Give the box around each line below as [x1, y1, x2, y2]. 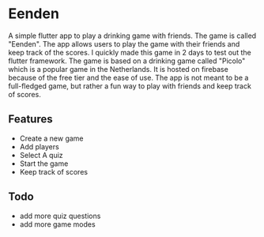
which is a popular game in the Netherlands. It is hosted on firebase [8, 64, 229, 73]
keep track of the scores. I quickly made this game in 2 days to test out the [8, 47, 251, 57]
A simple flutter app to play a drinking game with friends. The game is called [8, 31, 257, 40]
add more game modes [19, 219, 96, 229]
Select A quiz [19, 150, 63, 160]
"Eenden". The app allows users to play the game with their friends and [8, 39, 240, 48]
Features [8, 112, 53, 126]
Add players [19, 141, 59, 151]
